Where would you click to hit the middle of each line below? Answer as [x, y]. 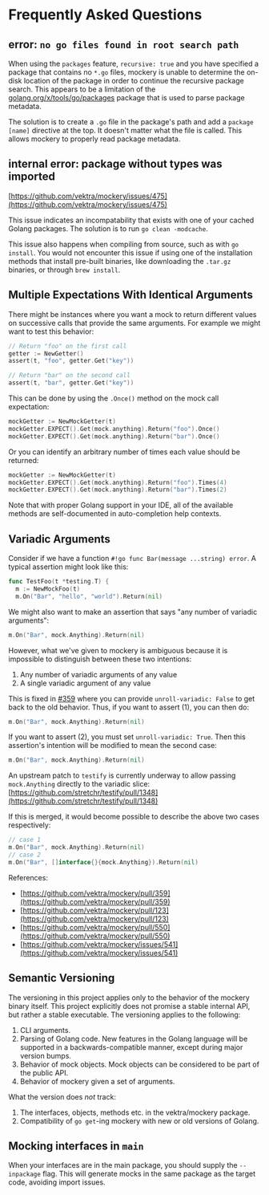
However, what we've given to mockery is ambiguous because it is [118, 650]
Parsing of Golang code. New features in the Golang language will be [134, 1039]
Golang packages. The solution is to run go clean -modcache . [108, 228]
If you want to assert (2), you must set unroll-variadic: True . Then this [127, 737]
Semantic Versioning [62, 978]
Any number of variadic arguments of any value [98, 674]
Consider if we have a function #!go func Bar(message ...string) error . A [132, 559]
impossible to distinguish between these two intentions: [100, 659]
